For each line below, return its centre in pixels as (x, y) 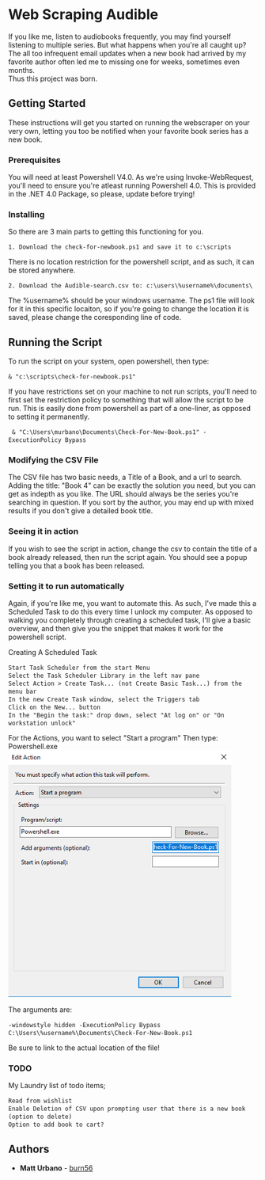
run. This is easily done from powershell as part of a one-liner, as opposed (129, 409)
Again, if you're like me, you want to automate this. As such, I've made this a (132, 603)
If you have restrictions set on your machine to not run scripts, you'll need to (132, 392)
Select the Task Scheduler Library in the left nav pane (104, 676)
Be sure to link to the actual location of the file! (84, 1048)
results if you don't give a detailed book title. (81, 511)
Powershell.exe (33, 747)
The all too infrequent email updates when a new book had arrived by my (127, 53)
